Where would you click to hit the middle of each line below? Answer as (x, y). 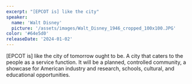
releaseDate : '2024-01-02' (39, 39)
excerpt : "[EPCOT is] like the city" (53, 12)
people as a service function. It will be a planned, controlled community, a (96, 62)
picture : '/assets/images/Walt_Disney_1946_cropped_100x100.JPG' (94, 28)
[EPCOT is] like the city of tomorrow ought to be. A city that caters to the (95, 56)
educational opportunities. (38, 75)
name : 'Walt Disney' (37, 22)
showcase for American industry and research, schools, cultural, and (90, 68)
